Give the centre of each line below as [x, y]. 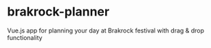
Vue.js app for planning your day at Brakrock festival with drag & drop [106, 30]
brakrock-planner [58, 12]
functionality [25, 37]
